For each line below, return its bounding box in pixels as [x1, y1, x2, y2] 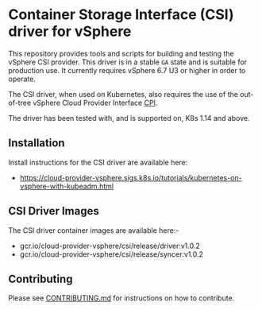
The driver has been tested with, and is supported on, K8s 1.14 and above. [8, 113, 250, 122]
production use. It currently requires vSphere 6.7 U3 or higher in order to [8, 65, 246, 75]
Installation [8, 137, 65, 150]
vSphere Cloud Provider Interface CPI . [33, 98, 158, 107]
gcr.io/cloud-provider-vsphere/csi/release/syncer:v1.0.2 [19, 249, 204, 259]
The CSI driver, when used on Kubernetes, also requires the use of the [8, 89, 238, 99]
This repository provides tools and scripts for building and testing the [8, 48, 234, 58]
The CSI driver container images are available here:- [8, 225, 179, 235]
